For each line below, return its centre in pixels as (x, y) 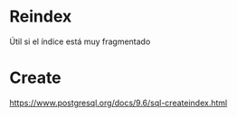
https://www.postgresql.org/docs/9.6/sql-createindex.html (118, 103)
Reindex (41, 17)
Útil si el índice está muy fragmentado (80, 41)
